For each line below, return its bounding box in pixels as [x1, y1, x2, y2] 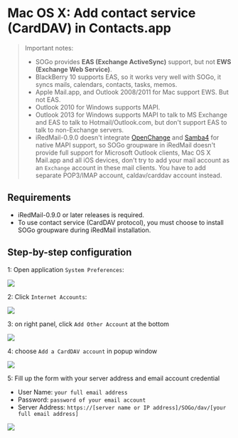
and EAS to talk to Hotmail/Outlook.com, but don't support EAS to [35, 118, 227, 126]
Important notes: [24, 43, 74, 52]
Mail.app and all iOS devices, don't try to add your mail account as [35, 155, 229, 165]
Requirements [7, 192, 71, 204]
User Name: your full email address [17, 387, 128, 396]
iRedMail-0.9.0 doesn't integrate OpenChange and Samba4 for [35, 133, 220, 142]
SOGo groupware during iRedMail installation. [17, 226, 151, 234]
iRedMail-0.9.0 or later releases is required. [17, 210, 144, 219]
